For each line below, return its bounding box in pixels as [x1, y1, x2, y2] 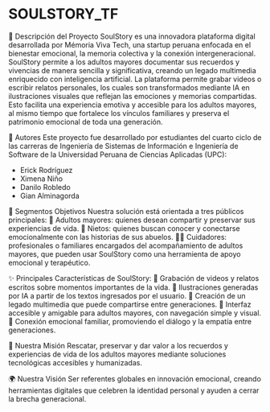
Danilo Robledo [19, 182, 71, 192]
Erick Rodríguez [19, 165, 73, 175]
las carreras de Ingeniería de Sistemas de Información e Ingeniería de [8, 141, 239, 150]
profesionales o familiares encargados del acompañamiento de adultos [8, 241, 243, 250]
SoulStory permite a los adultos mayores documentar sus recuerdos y [8, 57, 239, 67]
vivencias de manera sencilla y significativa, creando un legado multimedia [8, 65, 257, 75]
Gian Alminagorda [19, 191, 80, 200]
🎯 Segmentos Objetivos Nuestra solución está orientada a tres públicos [8, 206, 244, 216]
